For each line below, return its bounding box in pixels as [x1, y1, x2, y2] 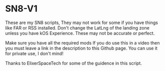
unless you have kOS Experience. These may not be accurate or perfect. [5, 30, 155, 36]
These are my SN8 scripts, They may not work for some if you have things [5, 19, 158, 25]
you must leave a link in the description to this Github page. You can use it [5, 45, 157, 51]
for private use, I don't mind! [5, 50, 63, 56]
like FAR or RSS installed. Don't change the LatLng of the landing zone [5, 24, 150, 30]
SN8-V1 [5, 3, 37, 14]
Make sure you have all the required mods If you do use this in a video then [5, 39, 160, 45]
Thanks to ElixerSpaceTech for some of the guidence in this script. [5, 60, 142, 66]
